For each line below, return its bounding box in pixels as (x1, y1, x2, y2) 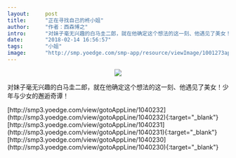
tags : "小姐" (7, 43, 63, 50)
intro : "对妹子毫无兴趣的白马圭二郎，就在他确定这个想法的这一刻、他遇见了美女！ (7, 29, 232, 37)
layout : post (7, 10, 58, 18)
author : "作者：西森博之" (7, 23, 88, 30)
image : (7, 50, 27, 57)
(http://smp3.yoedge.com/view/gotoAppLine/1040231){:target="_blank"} (7, 128, 218, 136)
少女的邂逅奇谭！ (19, 91, 69, 100)
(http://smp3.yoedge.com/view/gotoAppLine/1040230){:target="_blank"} (7, 143, 219, 151)
